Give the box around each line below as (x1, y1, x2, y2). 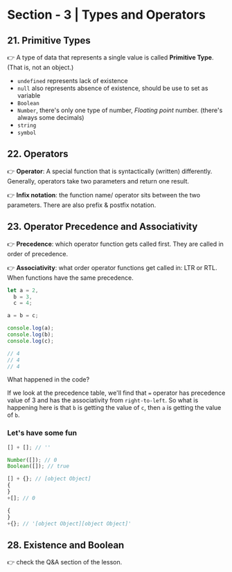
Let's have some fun (7, 428, 78, 438)
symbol (17, 129, 37, 136)
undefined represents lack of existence (17, 77, 128, 84)
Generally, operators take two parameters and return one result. (7, 177, 189, 185)
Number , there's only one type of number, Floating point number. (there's (17, 106, 223, 114)
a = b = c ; (7, 312, 39, 319)
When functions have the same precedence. (7, 274, 134, 282)
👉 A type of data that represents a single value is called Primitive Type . (7, 53, 214, 62)
